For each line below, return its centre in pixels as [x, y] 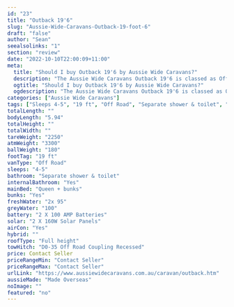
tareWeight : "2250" [36, 137]
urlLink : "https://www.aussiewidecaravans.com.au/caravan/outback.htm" [113, 273]
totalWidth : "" [29, 130]
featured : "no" [29, 293]
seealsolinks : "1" [34, 46]
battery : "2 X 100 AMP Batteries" [57, 215]
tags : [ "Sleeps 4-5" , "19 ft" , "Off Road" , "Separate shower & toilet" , [115, 105]
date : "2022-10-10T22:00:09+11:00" [59, 59]
